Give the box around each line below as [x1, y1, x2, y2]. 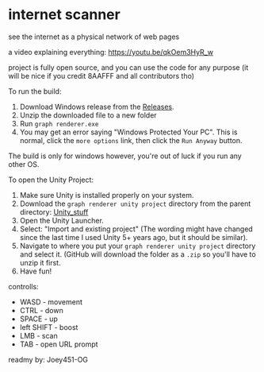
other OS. [8, 159, 40, 169]
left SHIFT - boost [19, 322, 78, 331]
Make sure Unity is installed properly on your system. [19, 190, 194, 200]
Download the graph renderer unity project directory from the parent [19, 199, 251, 208]
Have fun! [19, 266, 52, 276]
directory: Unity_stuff [19, 207, 89, 216]
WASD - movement [19, 296, 83, 307]
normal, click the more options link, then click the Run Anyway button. [19, 135, 243, 145]
